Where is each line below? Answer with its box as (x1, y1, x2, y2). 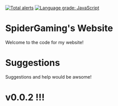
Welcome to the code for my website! (5, 39, 84, 45)
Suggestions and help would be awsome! (5, 74, 92, 80)
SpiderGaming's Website (5, 23, 113, 34)
